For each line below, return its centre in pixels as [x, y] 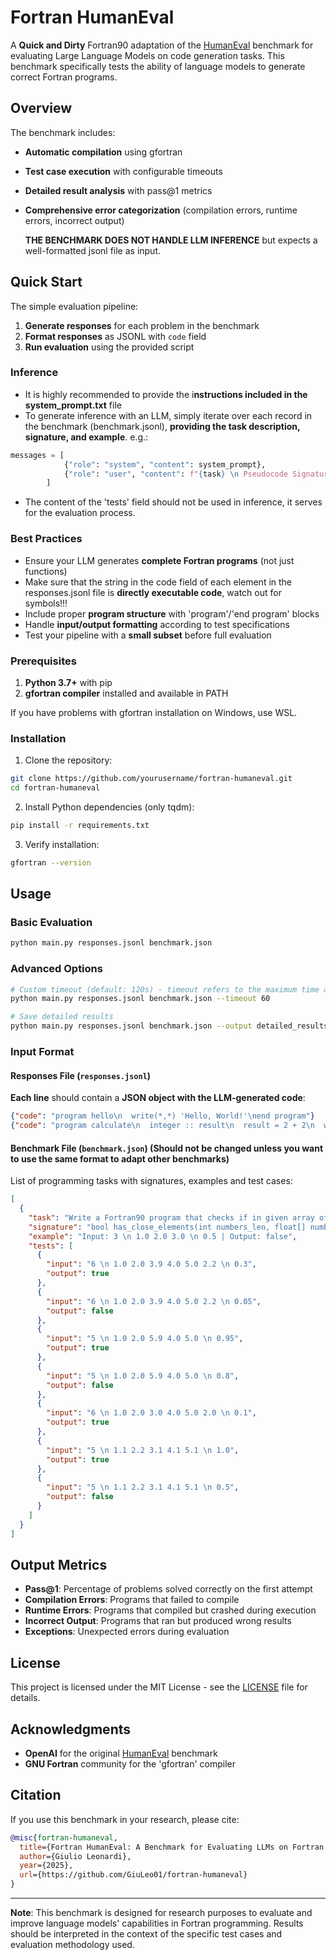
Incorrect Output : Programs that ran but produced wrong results [158, 1621]
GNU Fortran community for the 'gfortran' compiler [130, 1764]
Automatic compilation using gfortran [103, 152]
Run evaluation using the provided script [109, 347]
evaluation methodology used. [72, 1945]
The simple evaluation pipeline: [74, 306]
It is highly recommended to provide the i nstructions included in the [166, 394]
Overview [41, 108]
